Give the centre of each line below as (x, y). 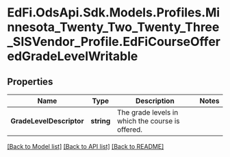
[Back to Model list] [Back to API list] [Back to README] (86, 146)
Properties (30, 81)
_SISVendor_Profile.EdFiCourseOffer (114, 42)
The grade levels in (148, 112)
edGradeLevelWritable (73, 57)
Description (155, 101)
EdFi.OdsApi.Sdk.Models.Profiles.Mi (114, 13)
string (101, 121)
